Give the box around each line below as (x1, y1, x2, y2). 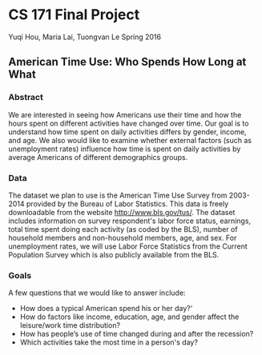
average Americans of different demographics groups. (8, 152, 188, 162)
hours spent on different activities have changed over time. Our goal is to (8, 118, 249, 128)
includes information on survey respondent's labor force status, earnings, (8, 216, 251, 225)
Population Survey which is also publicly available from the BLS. (8, 249, 220, 259)
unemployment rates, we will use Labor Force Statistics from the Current (8, 241, 248, 251)
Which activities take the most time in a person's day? (19, 337, 199, 347)
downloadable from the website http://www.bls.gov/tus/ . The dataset (8, 207, 236, 217)
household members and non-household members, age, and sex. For (8, 233, 237, 242)
